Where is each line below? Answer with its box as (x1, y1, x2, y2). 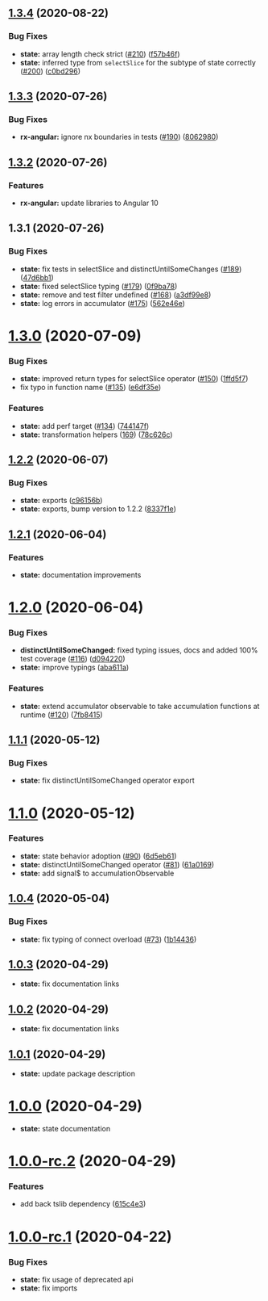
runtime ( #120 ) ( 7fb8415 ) (19, 710, 103, 720)
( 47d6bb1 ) (19, 272, 54, 282)
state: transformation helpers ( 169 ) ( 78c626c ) (19, 430, 173, 439)
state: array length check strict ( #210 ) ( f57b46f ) (19, 48, 180, 59)
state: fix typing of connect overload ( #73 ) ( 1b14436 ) (19, 934, 197, 944)
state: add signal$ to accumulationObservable (19, 868, 175, 878)
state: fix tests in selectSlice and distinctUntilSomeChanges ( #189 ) (19, 264, 242, 274)
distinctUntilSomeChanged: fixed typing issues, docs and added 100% (19, 645, 259, 655)
